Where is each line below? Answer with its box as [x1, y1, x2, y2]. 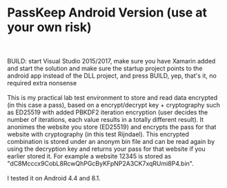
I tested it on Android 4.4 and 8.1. [7, 174, 101, 182]
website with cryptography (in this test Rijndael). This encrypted [7, 129, 190, 138]
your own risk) [7, 19, 92, 35]
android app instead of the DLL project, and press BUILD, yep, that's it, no [7, 71, 217, 80]
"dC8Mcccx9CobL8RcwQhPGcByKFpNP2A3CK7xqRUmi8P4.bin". [7, 159, 195, 167]
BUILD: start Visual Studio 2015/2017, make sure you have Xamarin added [7, 56, 216, 65]
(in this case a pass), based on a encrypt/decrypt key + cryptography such [7, 101, 221, 109]
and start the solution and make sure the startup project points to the [7, 64, 203, 72]
